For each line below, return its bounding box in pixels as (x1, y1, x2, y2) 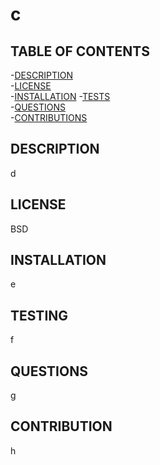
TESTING (10, 307, 69, 324)
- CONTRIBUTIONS (10, 112, 88, 123)
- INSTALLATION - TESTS (10, 91, 111, 102)
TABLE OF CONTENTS (10, 43, 150, 60)
